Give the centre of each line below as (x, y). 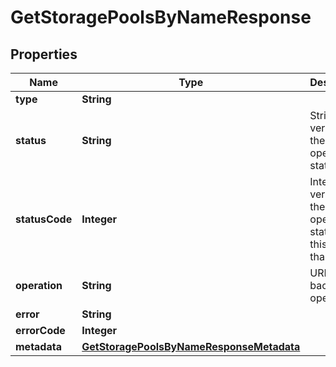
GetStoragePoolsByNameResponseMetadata (191, 346)
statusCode (44, 219)
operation (39, 285)
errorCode (40, 330)
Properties (44, 54)
